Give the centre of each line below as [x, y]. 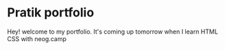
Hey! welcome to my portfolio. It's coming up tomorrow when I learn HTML [113, 32]
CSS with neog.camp [37, 38]
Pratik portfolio [51, 13]
